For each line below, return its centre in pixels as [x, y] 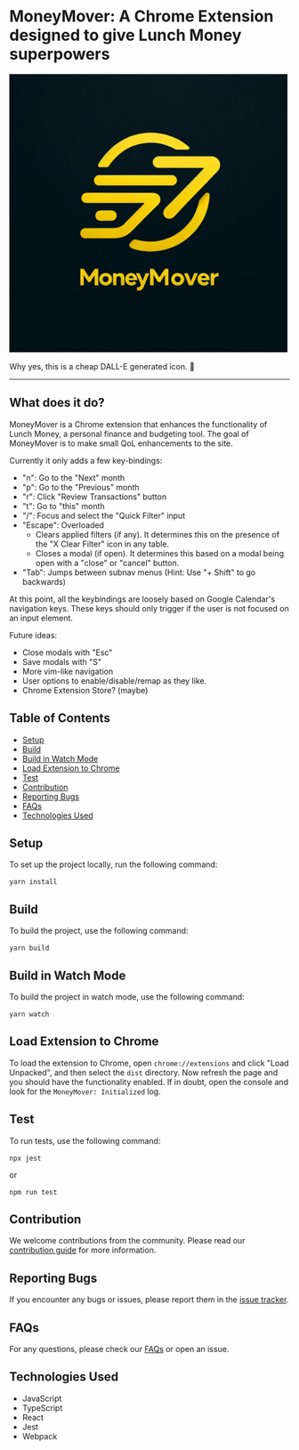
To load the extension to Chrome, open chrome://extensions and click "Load [149, 1063]
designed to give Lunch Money [125, 35]
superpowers [60, 54]
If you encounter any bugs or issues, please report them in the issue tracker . [149, 1300]
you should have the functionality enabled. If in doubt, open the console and [149, 1081]
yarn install [33, 882]
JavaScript [42, 1398]
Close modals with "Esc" [67, 652]
